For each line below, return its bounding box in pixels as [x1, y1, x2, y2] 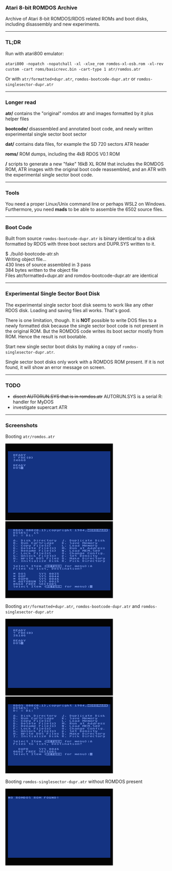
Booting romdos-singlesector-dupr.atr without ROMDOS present [5, 778, 143, 785]
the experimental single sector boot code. [5, 171, 94, 178]
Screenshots [5, 422, 38, 429]
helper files [5, 116, 29, 122]
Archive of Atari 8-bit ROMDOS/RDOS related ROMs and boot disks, [5, 16, 148, 22]
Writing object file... [5, 256, 47, 263]
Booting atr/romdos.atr [5, 433, 55, 440]
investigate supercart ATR [12, 404, 68, 410]
